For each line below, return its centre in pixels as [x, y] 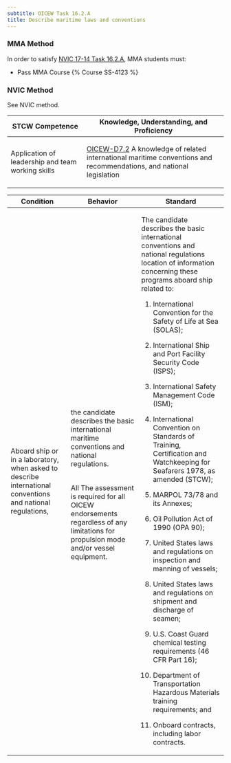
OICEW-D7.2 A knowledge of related [146, 149]
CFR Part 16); [175, 660]
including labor [177, 734]
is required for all [98, 497]
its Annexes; [173, 504]
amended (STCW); [183, 480]
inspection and [177, 560]
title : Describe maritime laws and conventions [77, 20]
